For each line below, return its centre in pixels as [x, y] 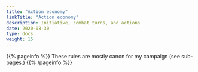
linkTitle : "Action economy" [42, 17]
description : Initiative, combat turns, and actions [73, 23]
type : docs [20, 34]
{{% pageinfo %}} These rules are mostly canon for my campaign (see [93, 56]
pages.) [16, 62]
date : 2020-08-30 [28, 28]
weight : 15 [20, 39]
